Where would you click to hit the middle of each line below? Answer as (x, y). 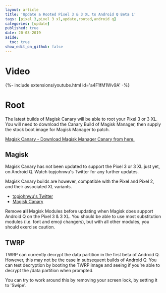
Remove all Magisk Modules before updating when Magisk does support (79, 211)
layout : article (22, 10)
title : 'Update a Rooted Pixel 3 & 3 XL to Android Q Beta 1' (71, 14)
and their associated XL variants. (39, 187)
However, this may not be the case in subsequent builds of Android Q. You (81, 260)
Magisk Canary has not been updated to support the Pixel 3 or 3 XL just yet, (83, 166)
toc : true (20, 42)
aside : (12, 38)
